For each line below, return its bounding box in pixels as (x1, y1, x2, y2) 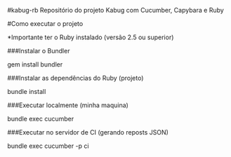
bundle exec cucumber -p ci (7, 142, 89, 150)
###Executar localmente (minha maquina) (7, 101, 128, 109)
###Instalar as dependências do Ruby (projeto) (7, 74, 144, 82)
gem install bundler (7, 60, 63, 69)
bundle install (7, 88, 46, 95)
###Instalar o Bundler (7, 47, 70, 55)
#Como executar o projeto (7, 20, 84, 27)
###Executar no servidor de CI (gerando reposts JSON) (7, 128, 169, 136)
